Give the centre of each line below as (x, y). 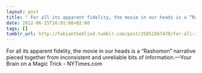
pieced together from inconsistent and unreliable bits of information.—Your (99, 57)
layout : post (23, 12)
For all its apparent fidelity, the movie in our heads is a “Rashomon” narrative (101, 51)
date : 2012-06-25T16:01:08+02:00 (48, 23)
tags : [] (17, 28)
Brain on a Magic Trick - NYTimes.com (54, 64)
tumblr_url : (21, 34)
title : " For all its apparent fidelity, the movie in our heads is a (96, 17)
